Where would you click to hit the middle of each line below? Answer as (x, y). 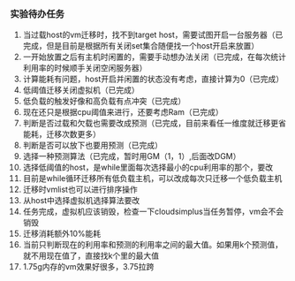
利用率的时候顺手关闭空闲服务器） (85, 68)
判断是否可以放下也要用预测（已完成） (92, 145)
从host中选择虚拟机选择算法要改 (81, 201)
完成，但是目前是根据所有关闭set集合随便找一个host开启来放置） (141, 46)
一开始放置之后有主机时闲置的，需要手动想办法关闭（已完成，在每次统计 (154, 57)
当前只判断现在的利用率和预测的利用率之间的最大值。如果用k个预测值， (153, 245)
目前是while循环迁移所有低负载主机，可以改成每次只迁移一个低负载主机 (152, 178)
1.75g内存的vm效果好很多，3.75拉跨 (88, 267)
